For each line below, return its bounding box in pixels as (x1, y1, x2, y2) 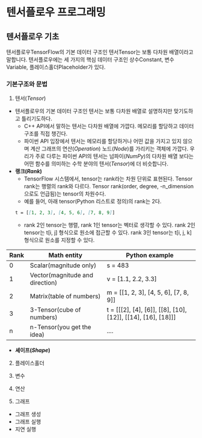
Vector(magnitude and (29, 271, 94, 280)
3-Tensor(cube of (29, 306, 81, 314)
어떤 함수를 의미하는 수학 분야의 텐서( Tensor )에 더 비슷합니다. (23, 160, 169, 167)
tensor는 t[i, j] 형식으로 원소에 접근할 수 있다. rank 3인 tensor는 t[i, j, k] (23, 229, 192, 236)
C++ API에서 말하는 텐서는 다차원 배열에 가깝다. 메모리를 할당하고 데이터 (23, 123, 194, 130)
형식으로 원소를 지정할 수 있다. (23, 236, 95, 244)
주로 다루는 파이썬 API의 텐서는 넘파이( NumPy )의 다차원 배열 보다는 (35, 153, 194, 160)
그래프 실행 (14, 418, 41, 425)
